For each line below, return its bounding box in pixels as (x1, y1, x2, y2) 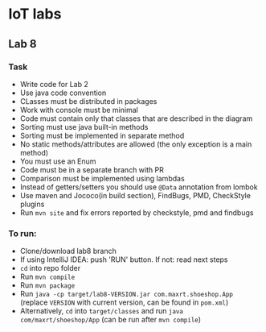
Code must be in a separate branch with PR (19, 164, 165, 174)
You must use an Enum (19, 156, 96, 166)
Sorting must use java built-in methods (19, 122, 149, 131)
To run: (8, 227, 38, 239)
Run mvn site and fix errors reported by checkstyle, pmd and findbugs (19, 207, 254, 218)
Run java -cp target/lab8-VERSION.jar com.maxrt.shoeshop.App (19, 289, 234, 299)
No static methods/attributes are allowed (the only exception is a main (19, 139, 252, 149)
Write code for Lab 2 (19, 79, 88, 89)
